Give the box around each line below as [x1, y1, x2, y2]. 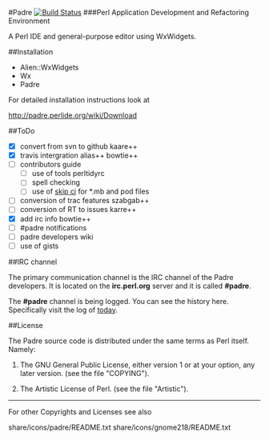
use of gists [19, 241, 59, 250]
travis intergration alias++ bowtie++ [19, 150, 139, 160]
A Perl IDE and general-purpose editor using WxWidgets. [8, 32, 197, 41]
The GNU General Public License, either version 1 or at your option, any [19, 360, 255, 370]
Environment [8, 16, 50, 26]
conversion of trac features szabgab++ [19, 196, 150, 206]
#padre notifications [19, 222, 87, 232]
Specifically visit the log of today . [8, 305, 118, 314]
